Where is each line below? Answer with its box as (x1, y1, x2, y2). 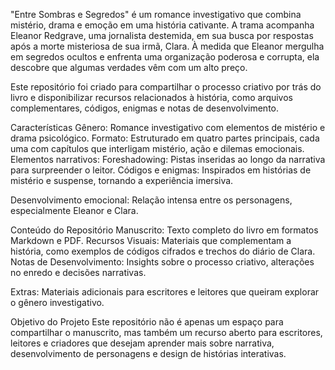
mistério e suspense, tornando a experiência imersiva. (10, 175, 234, 186)
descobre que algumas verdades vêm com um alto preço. (10, 62, 248, 73)
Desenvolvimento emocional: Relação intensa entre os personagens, (10, 194, 293, 206)
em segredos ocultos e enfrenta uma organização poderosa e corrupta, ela (10, 51, 320, 63)
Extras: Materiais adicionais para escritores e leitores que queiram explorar (10, 286, 320, 298)
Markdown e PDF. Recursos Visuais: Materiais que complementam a (10, 235, 292, 246)
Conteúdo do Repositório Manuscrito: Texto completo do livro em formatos (10, 224, 319, 236)
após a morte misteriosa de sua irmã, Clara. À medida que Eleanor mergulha (10, 40, 325, 52)
